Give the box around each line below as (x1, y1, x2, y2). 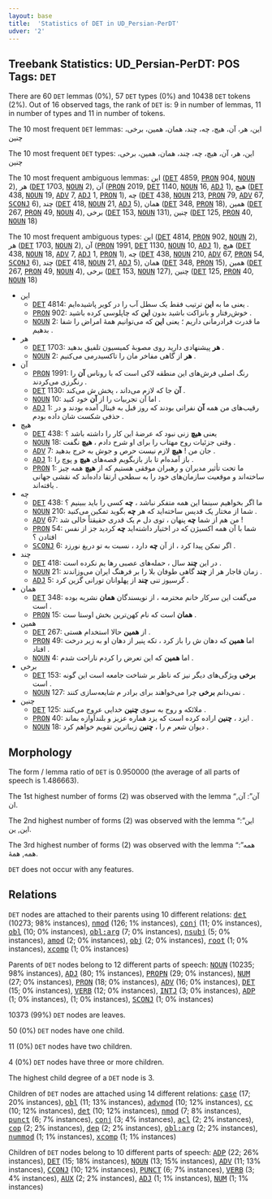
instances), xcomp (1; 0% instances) (8, 943, 129, 954)
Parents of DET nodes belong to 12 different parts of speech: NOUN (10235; (8, 960, 255, 969)
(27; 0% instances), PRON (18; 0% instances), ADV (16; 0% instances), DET (8, 977, 256, 986)
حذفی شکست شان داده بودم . (32, 412, 124, 421)
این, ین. (8, 825, 32, 834)
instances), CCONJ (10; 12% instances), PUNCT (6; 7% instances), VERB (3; (8, 1164, 255, 1174)
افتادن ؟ (32, 533, 57, 542)
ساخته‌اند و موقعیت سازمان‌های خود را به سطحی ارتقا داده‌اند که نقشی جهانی (32, 472, 265, 481)
